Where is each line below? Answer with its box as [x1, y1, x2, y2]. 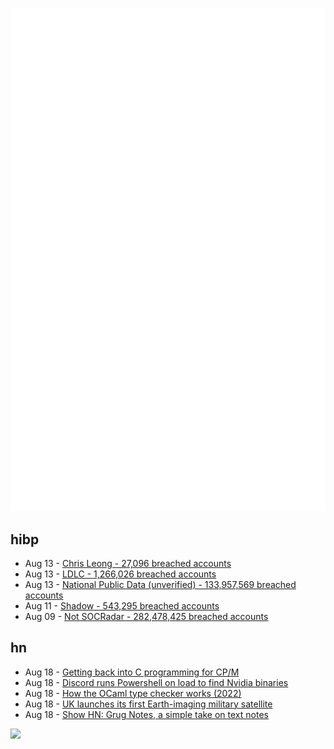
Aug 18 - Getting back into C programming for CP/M [24, 666, 240, 678]
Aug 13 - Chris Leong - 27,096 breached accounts [24, 557, 232, 569]
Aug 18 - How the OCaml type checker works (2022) [24, 687, 242, 699]
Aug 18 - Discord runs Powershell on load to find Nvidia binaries [24, 676, 289, 688]
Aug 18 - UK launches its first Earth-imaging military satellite [24, 698, 273, 710]
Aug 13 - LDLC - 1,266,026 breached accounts [24, 568, 217, 580]
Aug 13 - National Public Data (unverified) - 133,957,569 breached [24, 578, 297, 590]
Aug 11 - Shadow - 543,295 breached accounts [24, 599, 220, 612]
